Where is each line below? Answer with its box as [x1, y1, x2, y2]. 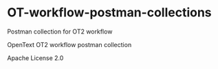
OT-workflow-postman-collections [7, 5, 212, 20]
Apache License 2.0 [7, 53, 64, 62]
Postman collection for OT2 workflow [7, 27, 113, 36]
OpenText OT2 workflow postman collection [7, 40, 132, 49]
